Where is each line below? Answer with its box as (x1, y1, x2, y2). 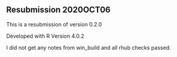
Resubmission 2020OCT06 (6, 5, 111, 15)
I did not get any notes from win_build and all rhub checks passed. (6, 44, 172, 51)
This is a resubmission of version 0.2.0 (6, 20, 102, 28)
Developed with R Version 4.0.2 (6, 32, 84, 40)
